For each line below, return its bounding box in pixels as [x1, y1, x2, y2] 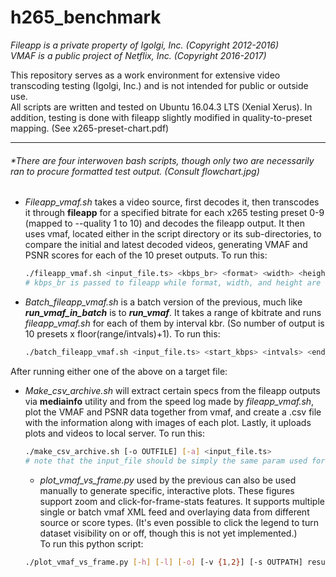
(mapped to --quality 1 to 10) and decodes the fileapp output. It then [24, 217, 306, 230]
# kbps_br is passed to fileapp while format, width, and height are [24, 278, 322, 288]
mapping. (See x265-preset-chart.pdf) [10, 122, 170, 134]
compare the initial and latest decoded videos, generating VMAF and [24, 239, 308, 251]
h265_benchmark [10, 6, 162, 29]
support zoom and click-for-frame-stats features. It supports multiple [39, 495, 325, 507]
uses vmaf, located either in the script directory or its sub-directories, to [24, 228, 322, 240]
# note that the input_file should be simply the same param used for [24, 456, 326, 466]
